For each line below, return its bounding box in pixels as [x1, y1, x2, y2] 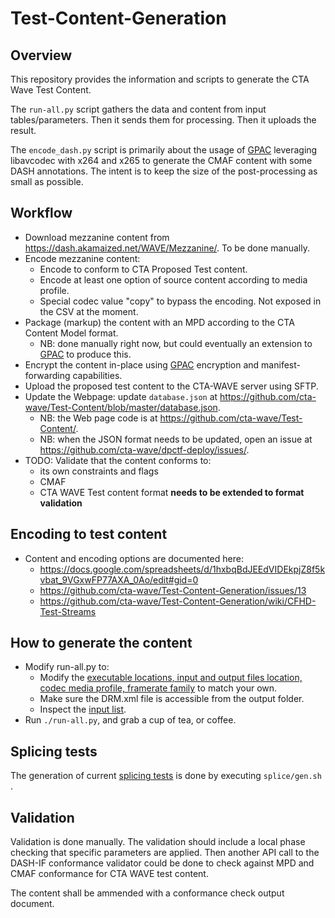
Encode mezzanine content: [24, 252, 141, 264]
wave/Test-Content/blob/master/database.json [24, 401, 218, 413]
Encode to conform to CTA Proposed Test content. [39, 263, 248, 275]
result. [10, 125, 37, 136]
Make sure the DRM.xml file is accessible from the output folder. [39, 693, 305, 705]
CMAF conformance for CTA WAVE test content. [10, 868, 209, 880]
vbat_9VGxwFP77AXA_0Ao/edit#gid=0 [39, 573, 199, 586]
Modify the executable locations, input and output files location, [39, 672, 303, 684]
